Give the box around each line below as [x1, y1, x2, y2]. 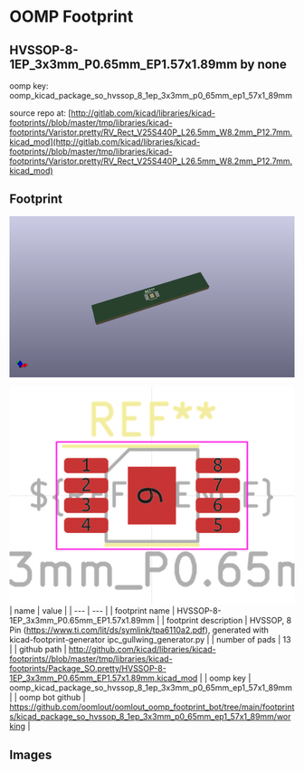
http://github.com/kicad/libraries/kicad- [68, 644, 216, 655]
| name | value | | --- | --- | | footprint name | [9, 605, 176, 616]
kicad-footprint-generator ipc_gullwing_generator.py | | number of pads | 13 [9, 634, 291, 645]
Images [9, 747, 52, 762]
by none [239, 56, 287, 71]
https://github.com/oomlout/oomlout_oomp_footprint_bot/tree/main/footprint [9, 701, 295, 712]
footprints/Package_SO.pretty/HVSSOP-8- [9, 663, 167, 674]
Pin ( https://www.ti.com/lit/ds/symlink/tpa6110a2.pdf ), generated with [9, 624, 270, 635]
